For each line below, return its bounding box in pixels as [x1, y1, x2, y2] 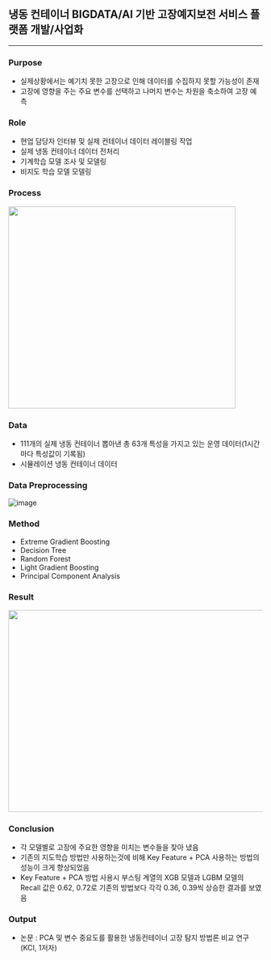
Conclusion [8, 823, 55, 834]
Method [8, 518, 40, 529]
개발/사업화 [30, 23, 84, 36]
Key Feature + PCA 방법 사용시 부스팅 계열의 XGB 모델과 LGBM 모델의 [19, 873, 244, 882]
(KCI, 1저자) [19, 943, 58, 953]
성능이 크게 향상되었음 [19, 863, 90, 873]
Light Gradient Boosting [19, 562, 99, 572]
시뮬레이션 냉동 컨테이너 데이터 [19, 459, 118, 469]
